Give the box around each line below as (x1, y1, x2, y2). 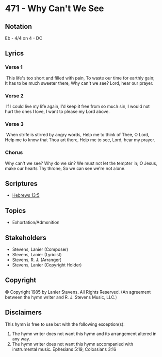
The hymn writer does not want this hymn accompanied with (12, 341, 133, 347)
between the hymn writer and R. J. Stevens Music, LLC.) (5, 294, 117, 300)
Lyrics (5, 49, 24, 57)
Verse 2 (5, 92, 24, 99)
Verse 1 (5, 64, 23, 71)
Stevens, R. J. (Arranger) (12, 257, 62, 263)
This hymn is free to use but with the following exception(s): (5, 321, 125, 327)
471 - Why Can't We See (5, 3, 104, 14)
